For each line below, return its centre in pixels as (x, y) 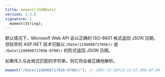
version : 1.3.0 (21, 14)
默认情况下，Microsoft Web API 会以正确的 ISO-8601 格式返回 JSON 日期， (82, 38)
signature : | (19, 19)
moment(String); (26, 23)
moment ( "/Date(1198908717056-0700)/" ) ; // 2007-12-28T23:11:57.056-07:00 (83, 70)
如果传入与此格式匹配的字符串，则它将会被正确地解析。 (61, 61)
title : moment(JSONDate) (31, 10)
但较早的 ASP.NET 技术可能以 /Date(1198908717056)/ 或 (62, 44)
